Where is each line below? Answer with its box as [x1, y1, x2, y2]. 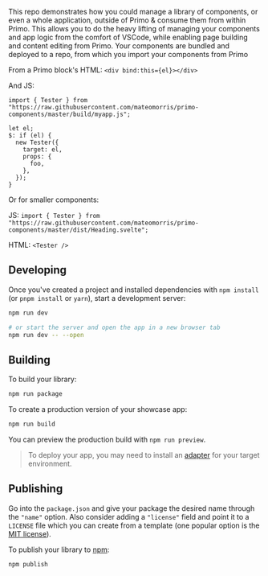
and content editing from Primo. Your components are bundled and [8, 41, 230, 51]
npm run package [8, 390, 63, 398]
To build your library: [8, 374, 77, 385]
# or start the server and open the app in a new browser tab [8, 323, 221, 331]
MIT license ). [8, 529, 52, 538]
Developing [8, 263, 67, 277]
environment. [27, 459, 72, 468]
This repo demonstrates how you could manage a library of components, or [8, 7, 258, 16]
